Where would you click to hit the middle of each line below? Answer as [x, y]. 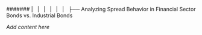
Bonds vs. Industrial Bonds [39, 15]
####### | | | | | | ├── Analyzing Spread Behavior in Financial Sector [101, 9]
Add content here [28, 27]
